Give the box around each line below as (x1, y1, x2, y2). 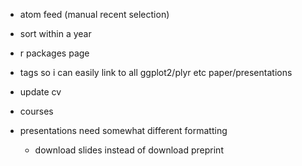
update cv (19, 86, 62, 98)
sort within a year (19, 28, 92, 39)
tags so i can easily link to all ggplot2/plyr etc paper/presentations (19, 67, 293, 78)
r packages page (19, 47, 90, 59)
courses (19, 105, 54, 117)
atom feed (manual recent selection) (19, 9, 170, 20)
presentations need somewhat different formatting (19, 125, 228, 136)
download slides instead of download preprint (34, 144, 224, 156)
